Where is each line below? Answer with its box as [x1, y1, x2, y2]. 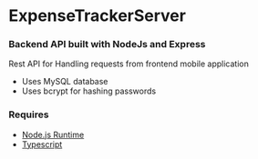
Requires [8, 108, 49, 121]
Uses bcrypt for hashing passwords [21, 85, 157, 96]
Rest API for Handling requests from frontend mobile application [8, 58, 250, 69]
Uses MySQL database [21, 76, 108, 87]
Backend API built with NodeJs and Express [8, 38, 206, 51]
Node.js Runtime [21, 129, 85, 140]
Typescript [21, 138, 63, 150]
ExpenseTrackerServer [8, 5, 186, 26]
